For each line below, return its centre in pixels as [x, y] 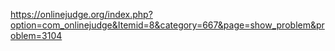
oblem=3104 [36, 35]
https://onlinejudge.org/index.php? [81, 14]
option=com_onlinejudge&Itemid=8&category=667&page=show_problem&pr [167, 25]
